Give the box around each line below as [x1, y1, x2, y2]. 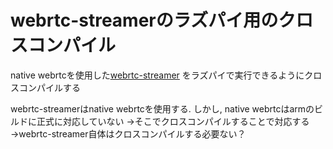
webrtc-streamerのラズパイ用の [10, 9, 279, 32]
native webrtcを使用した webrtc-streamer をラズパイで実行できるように [10, 69, 305, 81]
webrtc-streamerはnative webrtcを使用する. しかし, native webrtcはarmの [10, 102, 315, 115]
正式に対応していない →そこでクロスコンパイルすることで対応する [36, 115, 310, 127]
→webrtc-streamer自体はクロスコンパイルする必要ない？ [10, 127, 247, 140]
